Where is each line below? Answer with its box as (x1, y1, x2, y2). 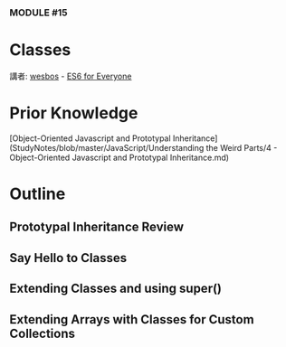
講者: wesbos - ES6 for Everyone (9, 70, 132, 81)
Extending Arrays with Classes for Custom (9, 312, 255, 327)
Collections (9, 325, 75, 341)
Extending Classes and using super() (9, 281, 223, 296)
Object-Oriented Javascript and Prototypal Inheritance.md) (9, 152, 229, 163)
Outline (9, 183, 66, 204)
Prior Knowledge (9, 103, 138, 124)
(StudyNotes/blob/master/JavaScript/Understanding (9, 142, 205, 153)
